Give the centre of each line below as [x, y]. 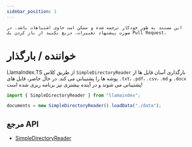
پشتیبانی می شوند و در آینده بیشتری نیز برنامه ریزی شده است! [75, 84]
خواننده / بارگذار [41, 56]
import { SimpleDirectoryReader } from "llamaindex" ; [74, 95]
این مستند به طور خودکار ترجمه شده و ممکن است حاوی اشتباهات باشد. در [95, 28]
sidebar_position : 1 [32, 11]
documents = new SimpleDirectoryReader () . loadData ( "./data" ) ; [84, 106]
